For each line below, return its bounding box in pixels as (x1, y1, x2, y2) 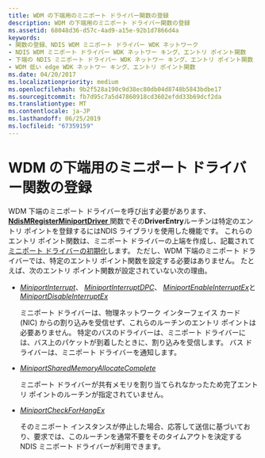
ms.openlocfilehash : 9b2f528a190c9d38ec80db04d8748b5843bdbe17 (8, 85, 222, 94)
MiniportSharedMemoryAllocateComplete (19, 363, 156, 372)
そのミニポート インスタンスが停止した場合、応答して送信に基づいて (19, 422, 244, 431)
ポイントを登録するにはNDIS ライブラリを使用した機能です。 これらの (23, 226, 252, 235)
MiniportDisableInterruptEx (19, 291, 109, 301)
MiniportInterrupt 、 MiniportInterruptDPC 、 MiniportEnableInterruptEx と (19, 282, 256, 292)
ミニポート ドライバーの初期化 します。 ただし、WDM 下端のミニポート (8, 246, 240, 255)
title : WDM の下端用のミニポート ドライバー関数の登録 (8, 11, 169, 20)
